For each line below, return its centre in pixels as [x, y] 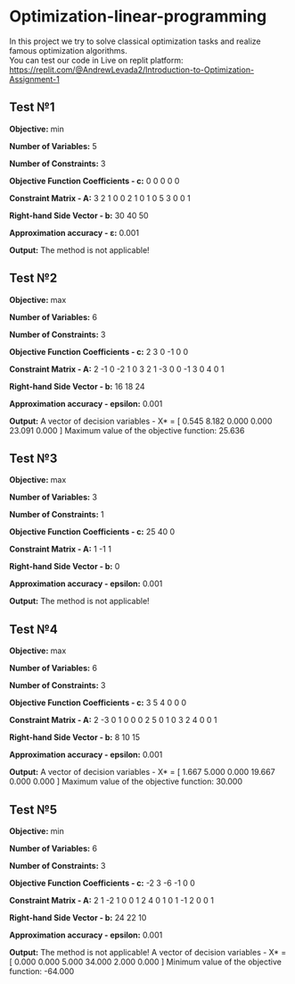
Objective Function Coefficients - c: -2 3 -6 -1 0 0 [102, 883]
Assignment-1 [34, 79]
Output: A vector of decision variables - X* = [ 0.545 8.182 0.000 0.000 [141, 421]
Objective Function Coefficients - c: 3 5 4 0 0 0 [98, 702]
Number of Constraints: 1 [57, 515]
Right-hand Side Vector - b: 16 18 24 [77, 386]
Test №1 [32, 108]
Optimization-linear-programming [138, 17]
